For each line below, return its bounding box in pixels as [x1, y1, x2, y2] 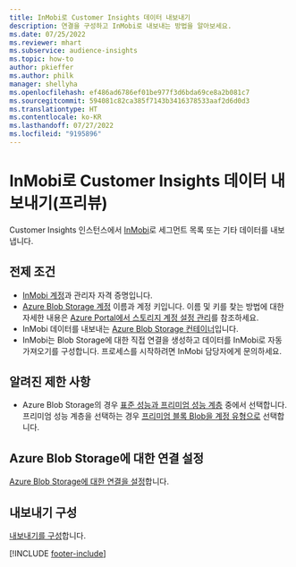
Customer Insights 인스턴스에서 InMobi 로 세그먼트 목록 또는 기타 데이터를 [9, 224, 268, 235]
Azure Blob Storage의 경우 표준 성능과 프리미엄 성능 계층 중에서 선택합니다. [21, 400, 288, 410]
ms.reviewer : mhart [9, 38, 82, 47]
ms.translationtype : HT [9, 105, 98, 114]
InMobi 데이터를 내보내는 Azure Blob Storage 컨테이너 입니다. [21, 323, 239, 334]
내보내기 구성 [9, 504, 78, 520]
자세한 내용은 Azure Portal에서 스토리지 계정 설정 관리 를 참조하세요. [21, 312, 259, 323]
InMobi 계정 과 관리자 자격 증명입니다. [21, 290, 154, 300]
